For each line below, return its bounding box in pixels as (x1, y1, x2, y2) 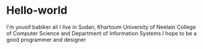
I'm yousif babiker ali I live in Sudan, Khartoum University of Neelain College (6, 23, 196, 30)
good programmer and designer (6, 36, 86, 43)
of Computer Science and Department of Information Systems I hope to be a (6, 29, 197, 36)
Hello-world (6, 4, 68, 17)
